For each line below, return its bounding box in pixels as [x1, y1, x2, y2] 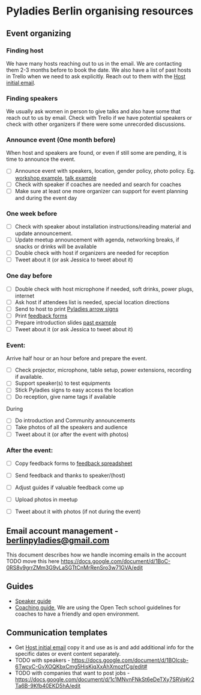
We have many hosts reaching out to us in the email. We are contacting [6, 60, 182, 67]
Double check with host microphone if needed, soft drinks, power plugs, [14, 285, 194, 293]
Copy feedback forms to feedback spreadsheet [14, 460, 133, 467]
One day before [6, 272, 52, 280]
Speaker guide [14, 597, 52, 605]
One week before [6, 209, 58, 217]
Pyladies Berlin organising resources [6, 4, 194, 18]
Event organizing [6, 28, 71, 39]
